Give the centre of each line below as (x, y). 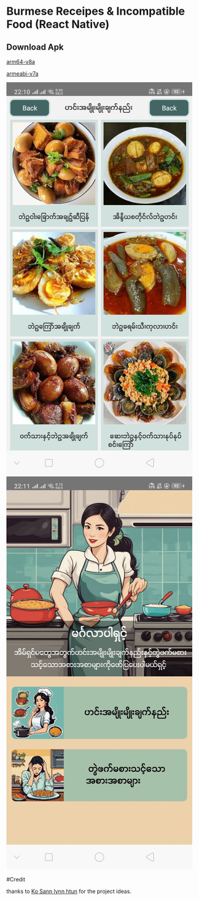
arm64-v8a (21, 62)
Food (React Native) (58, 24)
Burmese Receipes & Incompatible (96, 11)
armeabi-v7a (22, 74)
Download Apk (35, 47)
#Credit (16, 879)
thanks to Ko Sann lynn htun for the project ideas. (69, 891)
